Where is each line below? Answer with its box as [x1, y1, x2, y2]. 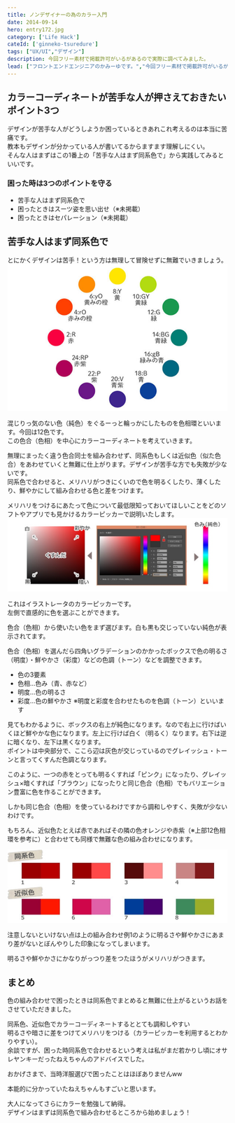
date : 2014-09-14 [7, 18, 58, 26]
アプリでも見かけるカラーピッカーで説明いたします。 [25, 509, 178, 518]
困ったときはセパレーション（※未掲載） [17, 213, 132, 222]
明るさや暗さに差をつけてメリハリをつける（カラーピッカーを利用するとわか [7, 1029, 228, 1037]
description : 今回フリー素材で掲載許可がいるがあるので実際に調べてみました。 [7, 56, 210, 63]
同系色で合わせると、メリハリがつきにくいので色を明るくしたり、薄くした [7, 477, 222, 486]
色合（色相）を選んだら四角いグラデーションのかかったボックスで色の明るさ [7, 647, 228, 655]
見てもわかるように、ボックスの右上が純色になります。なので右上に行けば [7, 720, 221, 728]
